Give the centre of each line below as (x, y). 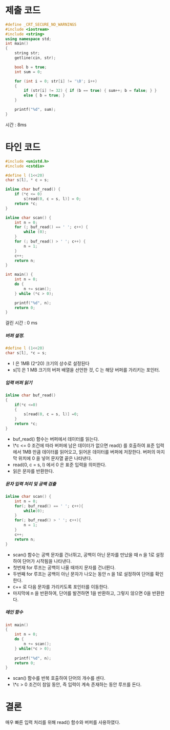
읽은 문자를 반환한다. (33, 471)
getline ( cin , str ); (35, 58)
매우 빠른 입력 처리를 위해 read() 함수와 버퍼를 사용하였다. (63, 722)
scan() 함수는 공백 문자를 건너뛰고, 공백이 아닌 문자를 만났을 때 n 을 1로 (83, 555)
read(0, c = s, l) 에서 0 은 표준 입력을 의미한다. (59, 464)
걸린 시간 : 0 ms (21, 323)
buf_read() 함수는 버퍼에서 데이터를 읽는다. (56, 439)
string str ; (27, 53)
